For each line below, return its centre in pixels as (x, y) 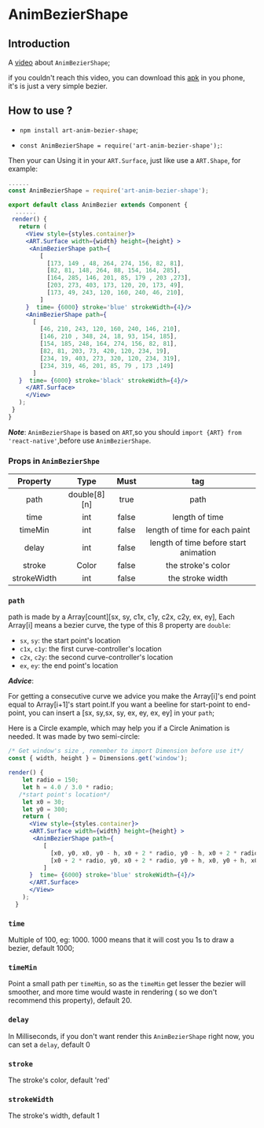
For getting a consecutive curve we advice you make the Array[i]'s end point (132, 696)
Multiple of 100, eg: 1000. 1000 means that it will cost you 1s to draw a (121, 940)
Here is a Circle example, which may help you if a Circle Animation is (119, 728)
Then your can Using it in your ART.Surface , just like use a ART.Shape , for (125, 160)
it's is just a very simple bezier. (58, 86)
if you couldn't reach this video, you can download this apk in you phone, (126, 78)
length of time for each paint (198, 530)
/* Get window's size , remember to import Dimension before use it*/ (126, 751)
